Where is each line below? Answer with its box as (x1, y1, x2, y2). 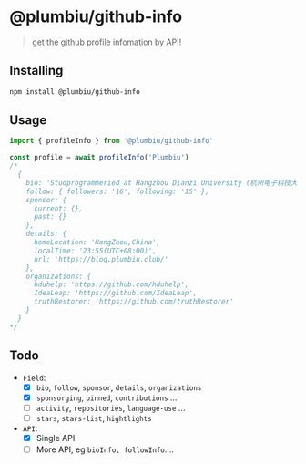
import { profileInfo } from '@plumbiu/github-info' (9, 137, 214, 146)
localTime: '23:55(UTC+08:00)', (33, 246, 157, 255)
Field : (22, 372, 46, 383)
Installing (9, 63, 64, 78)
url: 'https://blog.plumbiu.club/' (33, 254, 169, 263)
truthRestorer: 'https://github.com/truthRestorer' (33, 297, 234, 306)
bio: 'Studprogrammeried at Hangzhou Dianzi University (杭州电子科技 (25, 178, 291, 188)
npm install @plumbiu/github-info (9, 87, 141, 97)
